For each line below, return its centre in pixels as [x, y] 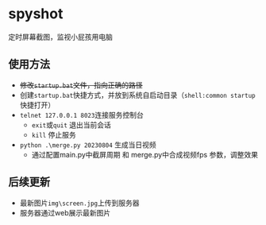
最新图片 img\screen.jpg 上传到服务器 [80, 203]
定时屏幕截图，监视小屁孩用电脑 [60, 37]
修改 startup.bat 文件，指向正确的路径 [81, 85]
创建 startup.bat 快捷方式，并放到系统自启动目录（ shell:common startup [137, 95]
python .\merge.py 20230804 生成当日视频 [88, 145]
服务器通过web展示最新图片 [65, 212]
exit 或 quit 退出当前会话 [71, 125]
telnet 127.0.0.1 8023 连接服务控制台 [82, 114]
